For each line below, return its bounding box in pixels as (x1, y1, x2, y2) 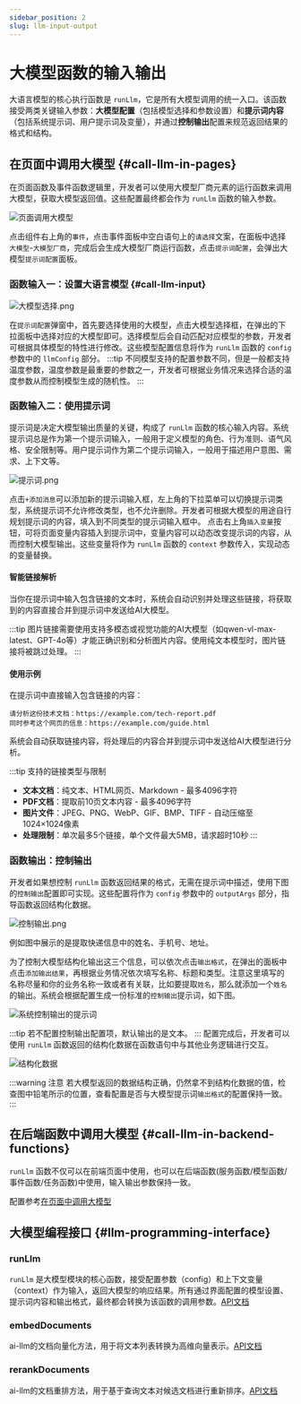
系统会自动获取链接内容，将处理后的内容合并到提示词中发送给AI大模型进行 (9, 736, 284, 746)
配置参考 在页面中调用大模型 (9, 1196, 112, 1207)
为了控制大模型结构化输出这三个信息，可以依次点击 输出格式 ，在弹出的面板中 (9, 956, 288, 967)
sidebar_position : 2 (9, 13, 87, 22)
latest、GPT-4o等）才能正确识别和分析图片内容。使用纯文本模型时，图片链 (9, 635, 287, 646)
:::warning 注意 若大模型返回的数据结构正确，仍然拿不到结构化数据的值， (9, 1077, 279, 1088)
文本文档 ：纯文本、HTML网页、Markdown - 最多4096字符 (21, 785, 238, 796)
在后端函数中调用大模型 (9, 1126, 139, 1141)
